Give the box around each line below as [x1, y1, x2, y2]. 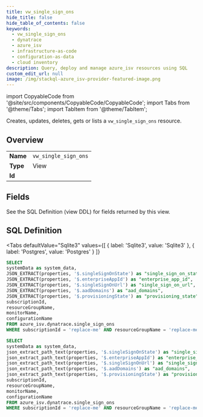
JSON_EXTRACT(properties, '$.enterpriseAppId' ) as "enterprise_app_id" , [6, 276, 193, 282]
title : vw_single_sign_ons [6, 8, 74, 15]
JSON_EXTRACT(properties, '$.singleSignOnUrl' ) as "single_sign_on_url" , [6, 282, 196, 288]
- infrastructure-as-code [11, 48, 77, 54]
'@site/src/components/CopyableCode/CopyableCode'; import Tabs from [6, 99, 190, 106]
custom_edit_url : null [6, 71, 63, 77]
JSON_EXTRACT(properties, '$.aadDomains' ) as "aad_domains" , [6, 287, 164, 293]
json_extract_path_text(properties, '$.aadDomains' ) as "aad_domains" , [6, 366, 190, 372]
